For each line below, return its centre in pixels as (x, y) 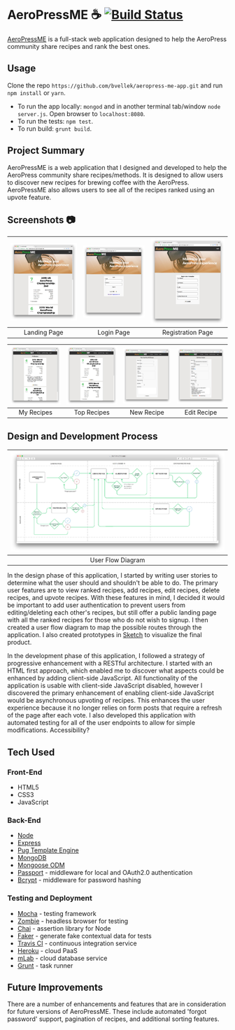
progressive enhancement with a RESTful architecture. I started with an (110, 664)
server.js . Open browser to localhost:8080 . (81, 113)
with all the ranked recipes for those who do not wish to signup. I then (108, 620)
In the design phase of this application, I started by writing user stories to (113, 575)
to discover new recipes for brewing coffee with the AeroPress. (98, 182)
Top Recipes (92, 413)
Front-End (25, 772)
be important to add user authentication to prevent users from (96, 605)
